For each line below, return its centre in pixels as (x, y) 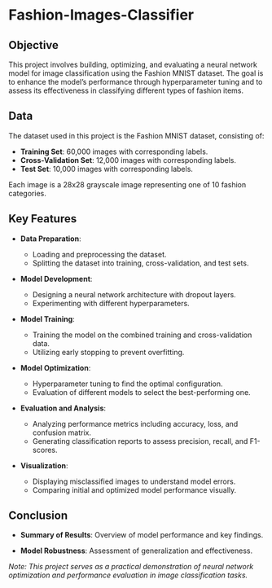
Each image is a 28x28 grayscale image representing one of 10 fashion (127, 184)
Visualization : (44, 465)
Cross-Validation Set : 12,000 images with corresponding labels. (128, 160)
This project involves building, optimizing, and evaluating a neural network (133, 64)
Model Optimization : (55, 367)
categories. (27, 193)
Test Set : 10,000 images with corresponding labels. (107, 169)
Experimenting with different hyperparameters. (111, 303)
